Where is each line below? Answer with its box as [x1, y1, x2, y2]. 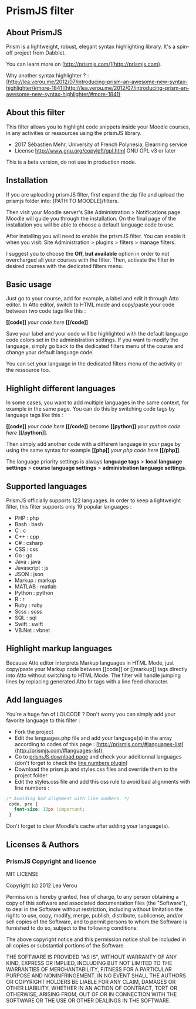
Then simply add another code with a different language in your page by [6, 441, 181, 448]
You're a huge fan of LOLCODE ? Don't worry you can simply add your [6, 710, 176, 717]
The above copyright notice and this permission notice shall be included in [6, 936, 186, 943]
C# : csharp [14, 540, 43, 547]
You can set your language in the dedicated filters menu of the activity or [6, 360, 183, 367]
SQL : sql [14, 614, 37, 621]
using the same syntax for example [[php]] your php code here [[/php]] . [6, 447, 181, 454]
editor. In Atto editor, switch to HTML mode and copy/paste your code [6, 301, 175, 309]
